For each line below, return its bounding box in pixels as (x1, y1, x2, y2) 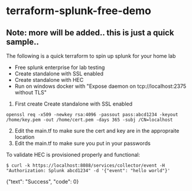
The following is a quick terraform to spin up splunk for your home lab (6, 52, 176, 60)
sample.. (6, 37, 40, 47)
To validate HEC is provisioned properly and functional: (6, 152, 141, 158)
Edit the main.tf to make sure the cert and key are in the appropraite (14, 127, 180, 134)
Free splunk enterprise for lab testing (14, 64, 105, 71)
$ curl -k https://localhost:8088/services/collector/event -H (6, 163, 165, 169)
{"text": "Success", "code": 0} (6, 178, 79, 185)
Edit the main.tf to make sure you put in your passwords (14, 140, 151, 147)
